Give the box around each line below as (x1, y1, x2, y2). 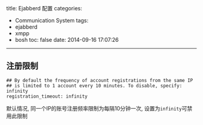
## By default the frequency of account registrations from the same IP (6, 77, 193, 83)
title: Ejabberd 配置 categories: (6, 5, 83, 12)
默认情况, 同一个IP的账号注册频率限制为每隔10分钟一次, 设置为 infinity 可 (6, 104, 187, 112)
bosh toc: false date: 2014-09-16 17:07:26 (14, 36, 119, 43)
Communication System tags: (14, 17, 89, 24)
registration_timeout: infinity (6, 93, 88, 100)
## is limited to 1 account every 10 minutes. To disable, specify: (6, 83, 182, 89)
